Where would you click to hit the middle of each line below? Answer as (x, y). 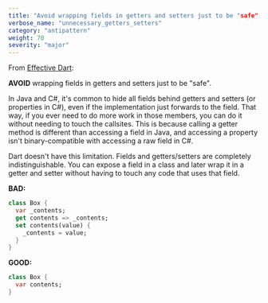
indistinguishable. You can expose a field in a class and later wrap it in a (126, 165)
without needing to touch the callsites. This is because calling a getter (123, 124)
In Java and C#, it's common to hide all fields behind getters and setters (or (132, 99)
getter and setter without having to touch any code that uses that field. (124, 173)
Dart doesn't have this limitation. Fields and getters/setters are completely (130, 157)
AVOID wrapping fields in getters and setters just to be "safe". (110, 84)
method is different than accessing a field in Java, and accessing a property (133, 133)
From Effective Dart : (41, 68)
